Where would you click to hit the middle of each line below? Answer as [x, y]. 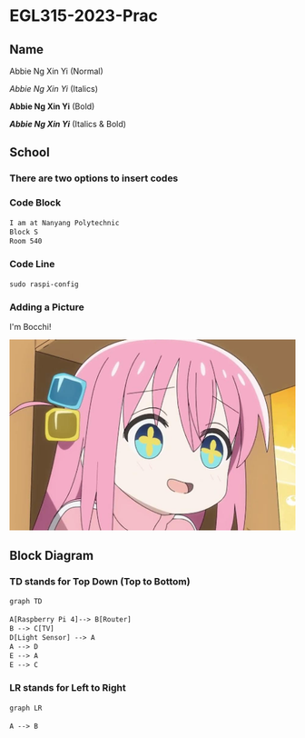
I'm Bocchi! [30, 327]
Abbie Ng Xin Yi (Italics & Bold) [68, 124]
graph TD [26, 602]
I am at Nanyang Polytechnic [64, 223]
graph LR [26, 708]
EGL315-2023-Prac [84, 16]
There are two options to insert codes [94, 178]
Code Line [32, 264]
